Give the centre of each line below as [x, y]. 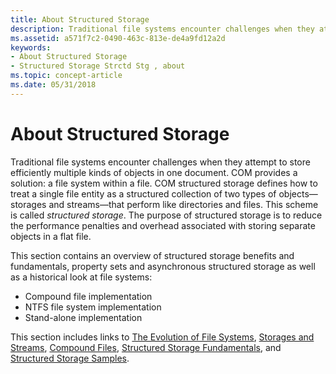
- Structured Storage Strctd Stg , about [98, 66]
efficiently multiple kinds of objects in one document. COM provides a [154, 172]
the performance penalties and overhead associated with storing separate [163, 225]
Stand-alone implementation [83, 317]
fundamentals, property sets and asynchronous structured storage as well [163, 266]
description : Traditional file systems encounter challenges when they [162, 29]
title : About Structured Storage [80, 19]
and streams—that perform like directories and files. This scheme [183, 204]
